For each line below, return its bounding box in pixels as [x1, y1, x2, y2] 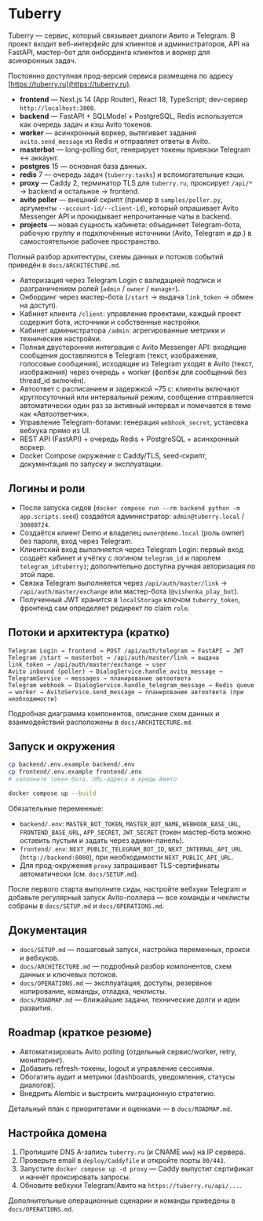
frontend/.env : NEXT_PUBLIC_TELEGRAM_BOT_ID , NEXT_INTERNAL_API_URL [19, 844, 243, 853]
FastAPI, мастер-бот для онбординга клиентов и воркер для [8, 47, 210, 57]
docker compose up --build [8, 789, 97, 797]
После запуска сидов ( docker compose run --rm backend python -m [19, 502, 241, 512]
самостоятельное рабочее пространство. [19, 237, 161, 246]
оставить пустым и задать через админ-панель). [19, 835, 184, 845]
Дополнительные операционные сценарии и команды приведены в [8, 1196, 236, 1205]
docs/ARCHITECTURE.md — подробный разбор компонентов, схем [19, 961, 232, 971]
